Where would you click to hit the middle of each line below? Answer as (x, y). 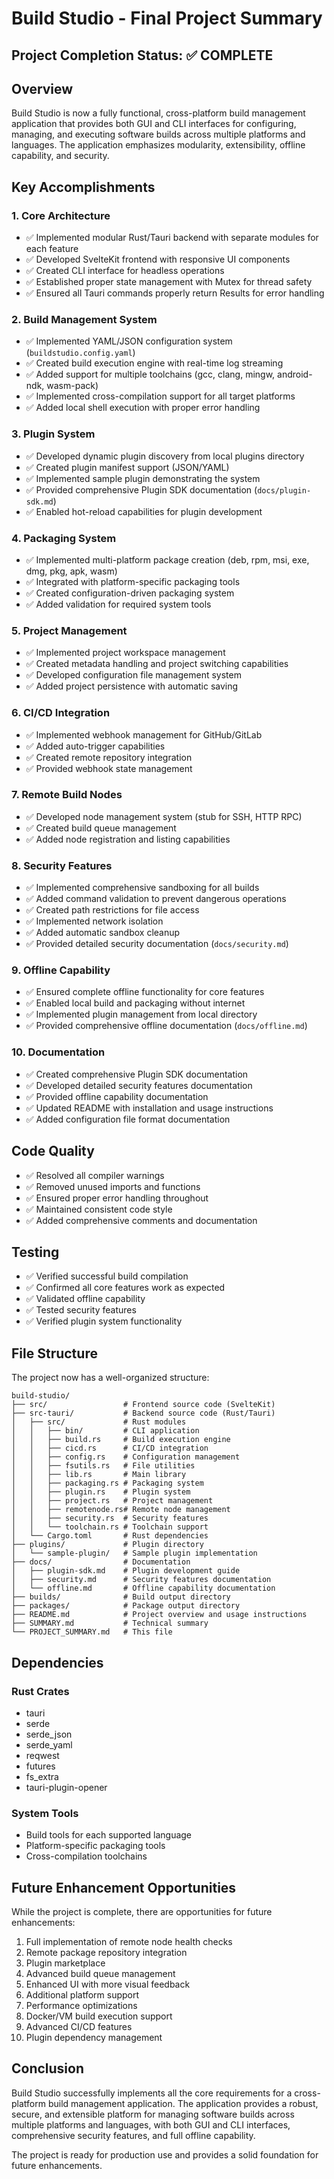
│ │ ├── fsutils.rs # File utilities (103, 1466)
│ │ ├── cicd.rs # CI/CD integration (110, 1448)
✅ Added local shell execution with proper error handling (143, 408)
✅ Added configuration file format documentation (128, 1119)
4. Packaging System (64, 538)
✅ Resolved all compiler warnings (95, 1175)
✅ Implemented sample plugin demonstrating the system (143, 478)
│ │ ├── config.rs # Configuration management (126, 1457)
